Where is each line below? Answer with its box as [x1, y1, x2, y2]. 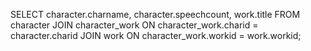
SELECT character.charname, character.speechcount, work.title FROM [10, 9, 301, 20]
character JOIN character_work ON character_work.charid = [10, 19, 259, 31]
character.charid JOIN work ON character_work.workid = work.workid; [10, 30, 302, 41]
